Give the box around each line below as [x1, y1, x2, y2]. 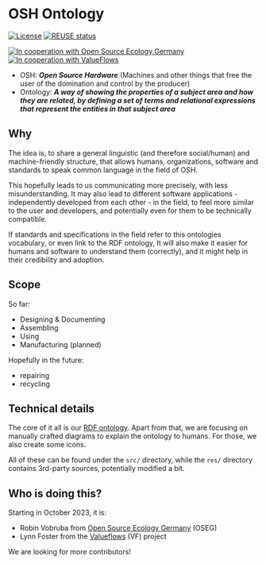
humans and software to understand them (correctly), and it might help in [8, 246, 249, 256]
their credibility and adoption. [8, 255, 105, 265]
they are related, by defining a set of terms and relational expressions [19, 95, 256, 105]
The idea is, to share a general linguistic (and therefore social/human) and [8, 148, 250, 157]
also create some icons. [8, 440, 87, 450]
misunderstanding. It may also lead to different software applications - [8, 188, 238, 199]
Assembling [19, 323, 59, 332]
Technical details [8, 402, 95, 415]
